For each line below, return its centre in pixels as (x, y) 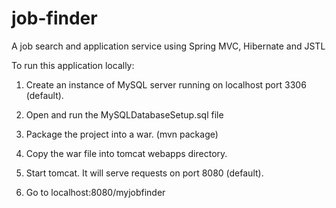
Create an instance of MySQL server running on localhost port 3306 (166, 84)
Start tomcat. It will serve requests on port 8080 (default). (144, 173)
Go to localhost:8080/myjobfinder (95, 192)
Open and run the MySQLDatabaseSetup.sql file (124, 114)
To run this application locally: (73, 65)
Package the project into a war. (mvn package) (122, 134)
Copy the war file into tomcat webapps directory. (126, 153)
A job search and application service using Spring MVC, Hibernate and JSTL (168, 46)
